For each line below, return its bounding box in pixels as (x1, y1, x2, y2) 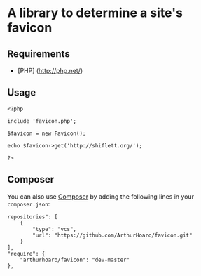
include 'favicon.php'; (7, 117, 77, 124)
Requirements (7, 48, 70, 60)
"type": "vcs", (32, 225, 77, 232)
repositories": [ (7, 213, 58, 221)
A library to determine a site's (7, 5, 183, 21)
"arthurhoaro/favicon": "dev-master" (20, 256, 130, 263)
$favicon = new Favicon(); (7, 130, 86, 137)
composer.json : (7, 199, 50, 208)
